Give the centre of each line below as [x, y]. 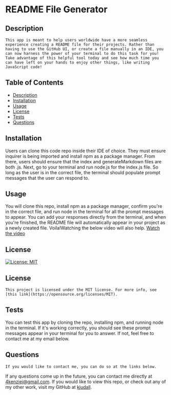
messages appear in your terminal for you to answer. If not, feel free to [80, 333]
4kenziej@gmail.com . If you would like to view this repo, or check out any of [86, 381]
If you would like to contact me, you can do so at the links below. [81, 367]
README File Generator [56, 9]
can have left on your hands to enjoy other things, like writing [78, 63]
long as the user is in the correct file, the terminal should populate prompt [83, 172]
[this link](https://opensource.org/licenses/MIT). [61, 295]
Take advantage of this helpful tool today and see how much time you [82, 58]
